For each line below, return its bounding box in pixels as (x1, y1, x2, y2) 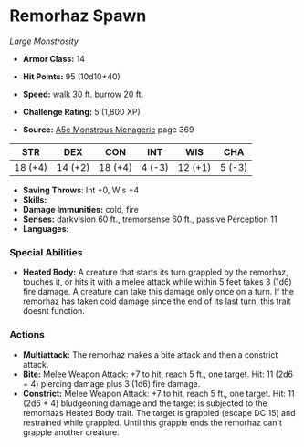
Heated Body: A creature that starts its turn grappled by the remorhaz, (22, 266, 289, 278)
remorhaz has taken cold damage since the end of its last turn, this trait (22, 296, 291, 307)
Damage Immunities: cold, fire (22, 203, 139, 214)
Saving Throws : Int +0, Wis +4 (22, 184, 140, 195)
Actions (9, 328, 46, 341)
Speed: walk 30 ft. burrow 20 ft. (22, 88, 144, 99)
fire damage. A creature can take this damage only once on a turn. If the (22, 286, 295, 297)
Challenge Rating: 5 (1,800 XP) (22, 106, 142, 117)
